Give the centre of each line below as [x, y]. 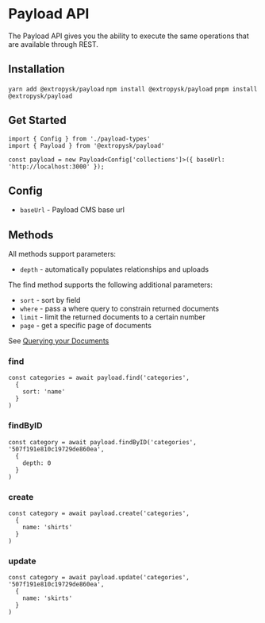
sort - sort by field [50, 300]
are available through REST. [54, 44]
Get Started [37, 120]
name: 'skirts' [48, 598]
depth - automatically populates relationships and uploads [114, 269]
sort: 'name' [44, 392]
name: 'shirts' [48, 528]
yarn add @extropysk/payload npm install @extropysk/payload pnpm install [133, 89]
